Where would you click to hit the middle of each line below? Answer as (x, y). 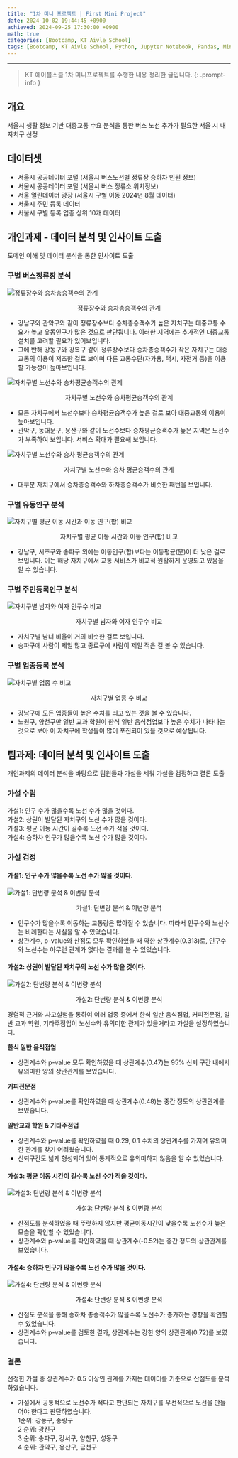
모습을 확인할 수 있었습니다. (56, 1232)
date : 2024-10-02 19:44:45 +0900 (57, 21)
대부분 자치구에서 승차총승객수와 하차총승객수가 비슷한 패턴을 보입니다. (115, 485)
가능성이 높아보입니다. (56, 367)
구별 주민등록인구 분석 (42, 589)
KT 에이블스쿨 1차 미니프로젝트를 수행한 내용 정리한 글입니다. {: (112, 75)
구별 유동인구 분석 (36, 504)
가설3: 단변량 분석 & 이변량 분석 (119, 1208)
